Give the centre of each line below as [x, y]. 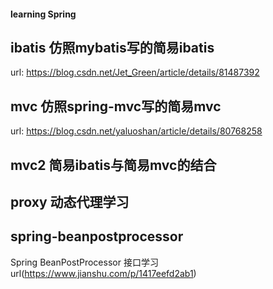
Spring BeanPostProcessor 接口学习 [84, 262]
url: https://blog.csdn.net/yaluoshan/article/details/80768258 [136, 131]
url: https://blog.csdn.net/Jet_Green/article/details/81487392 [135, 72]
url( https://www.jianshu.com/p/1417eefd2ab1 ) [103, 273]
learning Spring [43, 14]
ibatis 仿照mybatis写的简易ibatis [112, 47]
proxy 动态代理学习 [70, 202]
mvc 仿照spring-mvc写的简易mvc [116, 106]
